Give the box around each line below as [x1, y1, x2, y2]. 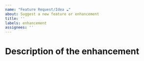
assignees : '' [5, 25, 34, 30]
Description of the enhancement [5, 46, 140, 57]
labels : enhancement [5, 20, 47, 26]
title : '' [5, 16, 25, 21]
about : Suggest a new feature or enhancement [5, 12, 99, 16]
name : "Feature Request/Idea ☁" [5, 7, 71, 12]
